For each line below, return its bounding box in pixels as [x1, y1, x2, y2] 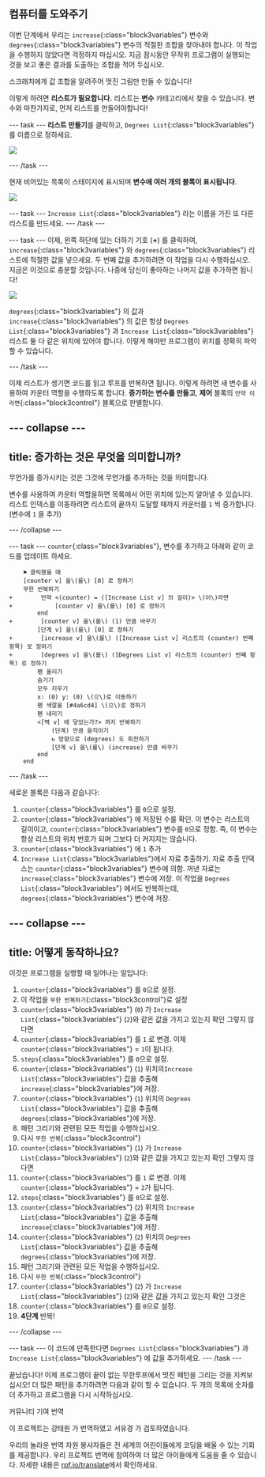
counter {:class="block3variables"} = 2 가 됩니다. [20, 1183, 174, 1192]
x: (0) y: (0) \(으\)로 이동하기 [37, 693, 137, 702]
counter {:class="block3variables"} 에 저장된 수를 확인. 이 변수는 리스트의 [20, 814, 251, 824]
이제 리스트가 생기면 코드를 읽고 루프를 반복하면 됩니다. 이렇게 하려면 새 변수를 [9, 378, 249, 388]
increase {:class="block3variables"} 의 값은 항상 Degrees [9, 316, 189, 326]
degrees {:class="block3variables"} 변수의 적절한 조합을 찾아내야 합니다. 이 [9, 40, 243, 49]
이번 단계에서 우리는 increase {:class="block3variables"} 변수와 [9, 30, 209, 40]
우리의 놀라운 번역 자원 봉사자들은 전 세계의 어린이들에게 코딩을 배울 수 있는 [9, 1441, 241, 1450]
